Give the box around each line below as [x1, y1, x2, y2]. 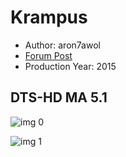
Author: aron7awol [24, 39, 101, 51]
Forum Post [24, 49, 73, 61]
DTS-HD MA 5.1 [10, 89, 108, 106]
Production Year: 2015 [24, 60, 117, 72]
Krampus [10, 6, 88, 29]
